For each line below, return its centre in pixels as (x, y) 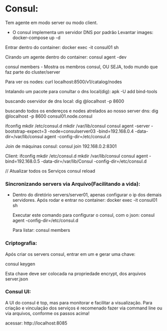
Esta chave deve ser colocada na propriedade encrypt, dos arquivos (75, 273)
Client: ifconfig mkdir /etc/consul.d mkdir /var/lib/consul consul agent (77, 156)
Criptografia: (21, 243)
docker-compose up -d (36, 38)
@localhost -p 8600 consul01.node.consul (49, 116)
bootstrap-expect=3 (26, 131)
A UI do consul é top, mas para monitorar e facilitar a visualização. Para (79, 302)
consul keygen (20, 264)
